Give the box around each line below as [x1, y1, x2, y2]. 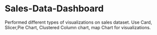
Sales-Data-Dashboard [5, 3, 104, 14]
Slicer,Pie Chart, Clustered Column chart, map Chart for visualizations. [5, 24, 151, 30]
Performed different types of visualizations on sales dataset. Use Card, [5, 19, 152, 25]
